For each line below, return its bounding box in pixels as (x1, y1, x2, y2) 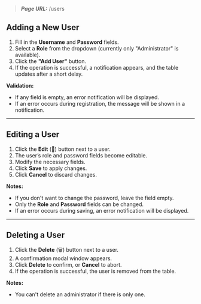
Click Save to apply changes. (14, 165, 87, 172)
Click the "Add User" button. (14, 57, 87, 65)
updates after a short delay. (14, 70, 83, 78)
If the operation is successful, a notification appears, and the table (14, 64, 179, 71)
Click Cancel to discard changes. (14, 171, 98, 178)
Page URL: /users (20, 5, 65, 12)
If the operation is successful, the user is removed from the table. (14, 267, 176, 275)
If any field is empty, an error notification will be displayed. (14, 93, 160, 101)
